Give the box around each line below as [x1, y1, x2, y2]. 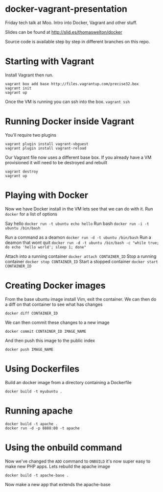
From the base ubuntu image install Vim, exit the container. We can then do [5, 296, 157, 302]
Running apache [5, 405, 73, 416]
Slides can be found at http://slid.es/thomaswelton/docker [5, 29, 122, 35]
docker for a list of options [5, 211, 58, 217]
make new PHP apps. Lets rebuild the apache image [5, 463, 110, 469]
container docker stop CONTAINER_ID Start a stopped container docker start [5, 258, 158, 264]
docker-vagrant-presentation [5, 3, 128, 15]
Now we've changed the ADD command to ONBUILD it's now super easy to [5, 458, 151, 464]
